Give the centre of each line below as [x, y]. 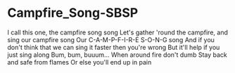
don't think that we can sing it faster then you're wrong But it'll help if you [114, 47]
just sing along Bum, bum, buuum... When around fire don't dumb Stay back [117, 55]
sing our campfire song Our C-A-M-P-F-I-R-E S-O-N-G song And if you [111, 39]
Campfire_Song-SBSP [73, 13]
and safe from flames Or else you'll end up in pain [80, 62]
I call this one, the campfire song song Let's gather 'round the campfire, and [118, 32]
